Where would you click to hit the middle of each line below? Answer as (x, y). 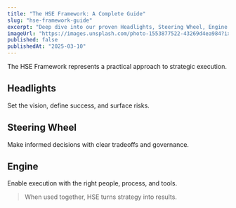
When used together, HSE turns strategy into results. (101, 197)
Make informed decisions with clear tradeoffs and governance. (98, 144)
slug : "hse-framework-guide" (50, 20)
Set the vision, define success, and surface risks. (78, 105)
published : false (33, 40)
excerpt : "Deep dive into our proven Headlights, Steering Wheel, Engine (118, 27)
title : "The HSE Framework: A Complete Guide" (77, 14)
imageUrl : (22, 33)
